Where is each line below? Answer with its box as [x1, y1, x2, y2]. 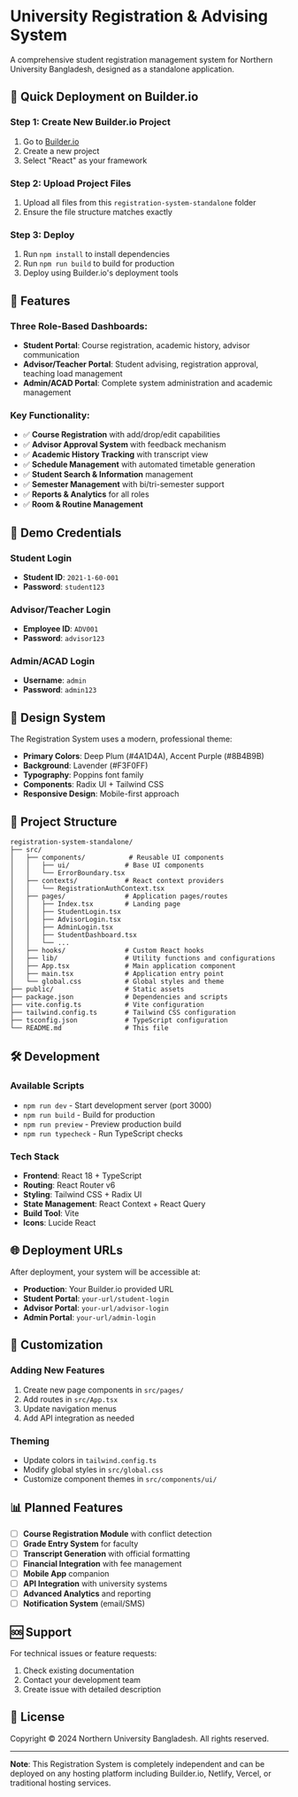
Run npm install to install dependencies [22, 249, 171, 259]
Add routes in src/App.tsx [22, 1393, 118, 1405]
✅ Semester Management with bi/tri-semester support [22, 479, 225, 490]
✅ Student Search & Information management [22, 469, 194, 480]
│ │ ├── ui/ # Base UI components [10, 861, 204, 870]
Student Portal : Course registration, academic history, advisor [22, 339, 250, 351]
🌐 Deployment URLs [10, 1243, 123, 1259]
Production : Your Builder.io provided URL [22, 1283, 174, 1294]
